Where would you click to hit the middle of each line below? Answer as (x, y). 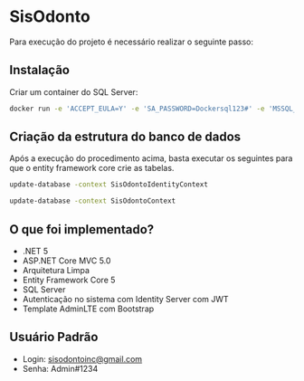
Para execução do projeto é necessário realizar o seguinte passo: (132, 42)
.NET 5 (35, 251)
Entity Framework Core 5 (69, 280)
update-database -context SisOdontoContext (93, 201)
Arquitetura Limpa (56, 270)
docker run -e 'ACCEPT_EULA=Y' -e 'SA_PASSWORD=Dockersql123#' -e (137, 109)
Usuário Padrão (54, 337)
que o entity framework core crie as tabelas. (92, 168)
